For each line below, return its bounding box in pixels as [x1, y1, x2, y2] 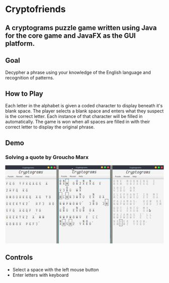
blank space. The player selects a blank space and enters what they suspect [5, 108, 164, 114]
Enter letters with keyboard [12, 272, 69, 278]
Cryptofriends [5, 4, 66, 15]
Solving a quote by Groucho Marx [5, 154, 89, 161]
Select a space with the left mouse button [12, 266, 99, 272]
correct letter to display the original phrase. [5, 124, 95, 130]
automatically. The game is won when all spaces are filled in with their [5, 119, 150, 125]
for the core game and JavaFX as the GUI [5, 31, 136, 40]
